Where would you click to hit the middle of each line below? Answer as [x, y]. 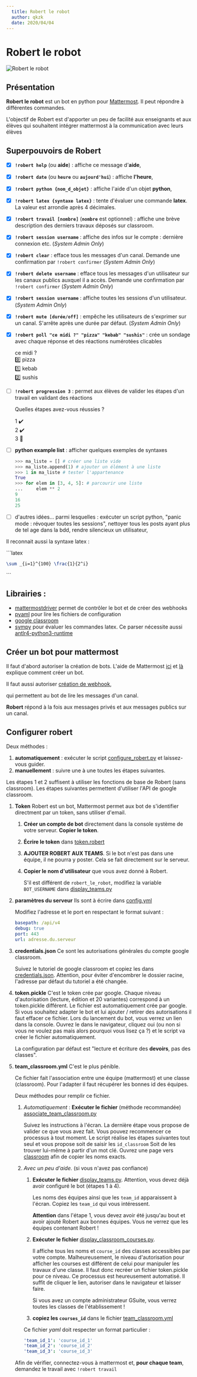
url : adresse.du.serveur [45, 939]
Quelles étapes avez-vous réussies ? [59, 409]
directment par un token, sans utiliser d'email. [70, 812]
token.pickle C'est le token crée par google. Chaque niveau [88, 993]
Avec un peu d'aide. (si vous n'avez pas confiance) [86, 1168]
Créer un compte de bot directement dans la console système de [103, 824]
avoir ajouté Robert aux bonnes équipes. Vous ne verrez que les [110, 1221]
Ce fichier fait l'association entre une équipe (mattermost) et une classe [102, 1078]
